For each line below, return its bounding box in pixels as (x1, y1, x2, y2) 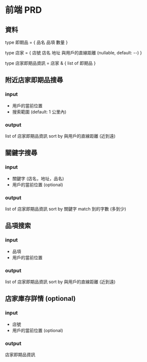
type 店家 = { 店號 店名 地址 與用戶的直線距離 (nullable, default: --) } (5, 50, 142, 55)
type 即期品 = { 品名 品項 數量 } (5, 40, 68, 45)
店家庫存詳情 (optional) (5, 294, 76, 303)
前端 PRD (5, 4, 42, 16)
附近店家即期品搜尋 (5, 76, 63, 84)
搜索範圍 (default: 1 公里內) (12, 109, 67, 115)
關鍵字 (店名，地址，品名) (12, 175, 64, 181)
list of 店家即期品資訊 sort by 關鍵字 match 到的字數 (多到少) (5, 206, 126, 212)
